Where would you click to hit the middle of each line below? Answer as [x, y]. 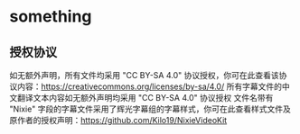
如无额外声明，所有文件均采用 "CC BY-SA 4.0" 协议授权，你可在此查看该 [144, 75]
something [51, 17]
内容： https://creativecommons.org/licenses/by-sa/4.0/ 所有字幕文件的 [150, 86]
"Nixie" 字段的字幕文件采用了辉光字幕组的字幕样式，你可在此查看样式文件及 [150, 109]
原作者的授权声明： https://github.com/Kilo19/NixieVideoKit [118, 120]
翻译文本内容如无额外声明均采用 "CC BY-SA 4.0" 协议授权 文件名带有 [145, 98]
